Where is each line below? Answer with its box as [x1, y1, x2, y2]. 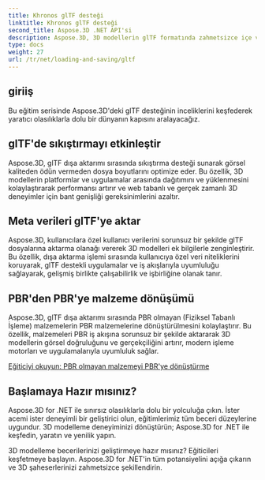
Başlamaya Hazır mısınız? [8, 384, 137, 398]
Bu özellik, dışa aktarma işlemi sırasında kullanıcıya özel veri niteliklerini [8, 252, 240, 261]
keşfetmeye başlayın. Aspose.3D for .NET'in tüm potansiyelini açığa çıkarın [8, 454, 252, 463]
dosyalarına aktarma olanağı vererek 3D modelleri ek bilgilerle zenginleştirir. [8, 244, 255, 253]
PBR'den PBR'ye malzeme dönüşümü [8, 291, 195, 305]
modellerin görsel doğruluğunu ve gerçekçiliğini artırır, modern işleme [8, 338, 234, 347]
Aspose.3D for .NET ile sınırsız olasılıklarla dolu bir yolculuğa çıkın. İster [8, 405, 241, 414]
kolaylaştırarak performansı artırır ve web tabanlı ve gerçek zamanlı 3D [8, 183, 238, 193]
